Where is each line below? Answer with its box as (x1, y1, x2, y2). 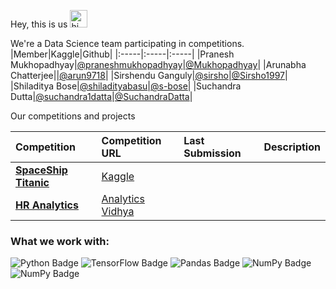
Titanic (15, 176, 50, 189)
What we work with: (10, 234, 110, 248)
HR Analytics (15, 198, 79, 212)
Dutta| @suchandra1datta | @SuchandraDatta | (10, 91, 193, 102)
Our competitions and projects (10, 110, 136, 122)
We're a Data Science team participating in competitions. (10, 38, 245, 49)
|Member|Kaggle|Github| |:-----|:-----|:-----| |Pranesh (10, 48, 235, 60)
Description (263, 140, 321, 154)
